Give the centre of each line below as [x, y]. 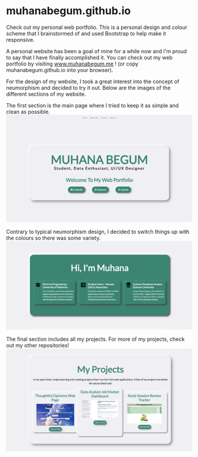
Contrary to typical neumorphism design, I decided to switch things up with [98, 231]
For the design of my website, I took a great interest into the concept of [93, 81]
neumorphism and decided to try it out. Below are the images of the [88, 87]
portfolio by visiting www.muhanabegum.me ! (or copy [72, 64]
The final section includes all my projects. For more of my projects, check [95, 339]
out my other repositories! [38, 345]
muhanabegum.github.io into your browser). [60, 70]
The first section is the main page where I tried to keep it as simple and [92, 105]
